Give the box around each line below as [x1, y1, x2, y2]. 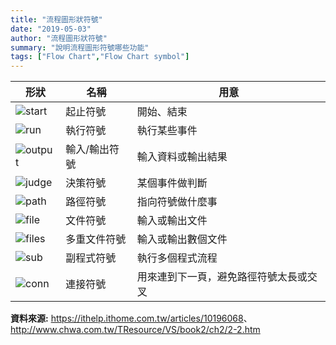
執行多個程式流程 [136, 251, 218, 265]
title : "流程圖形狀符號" [10, 14, 103, 25]
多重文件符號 [65, 232, 127, 246]
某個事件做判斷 [136, 176, 208, 190]
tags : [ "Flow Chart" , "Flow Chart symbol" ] [10, 52, 190, 62]
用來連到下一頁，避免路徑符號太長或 [136, 270, 308, 284]
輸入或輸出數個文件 [136, 232, 228, 246]
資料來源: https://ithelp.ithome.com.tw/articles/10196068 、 [10, 312, 253, 325]
